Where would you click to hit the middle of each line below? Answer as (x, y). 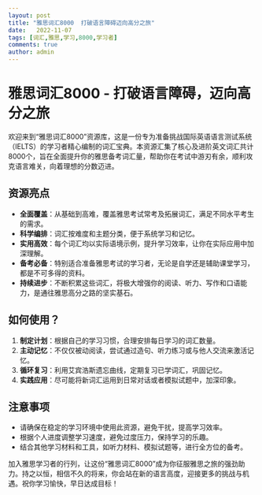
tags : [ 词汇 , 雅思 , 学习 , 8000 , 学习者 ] (63, 37)
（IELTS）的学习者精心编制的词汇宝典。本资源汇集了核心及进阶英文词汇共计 (131, 146)
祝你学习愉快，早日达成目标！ (70, 484)
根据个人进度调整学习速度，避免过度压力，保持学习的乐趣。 (116, 437)
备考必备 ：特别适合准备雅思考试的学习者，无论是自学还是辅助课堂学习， (137, 263)
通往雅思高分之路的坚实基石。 (89, 292)
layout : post (30, 15)
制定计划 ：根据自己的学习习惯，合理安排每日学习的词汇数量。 (120, 341)
